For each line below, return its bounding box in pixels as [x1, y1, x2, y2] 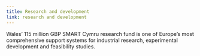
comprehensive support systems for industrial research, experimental [6, 37, 178, 44]
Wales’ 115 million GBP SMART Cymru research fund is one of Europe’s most [6, 30, 195, 37]
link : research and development [6, 14, 87, 20]
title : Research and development [6, 8, 90, 15]
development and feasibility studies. [6, 42, 96, 50]
